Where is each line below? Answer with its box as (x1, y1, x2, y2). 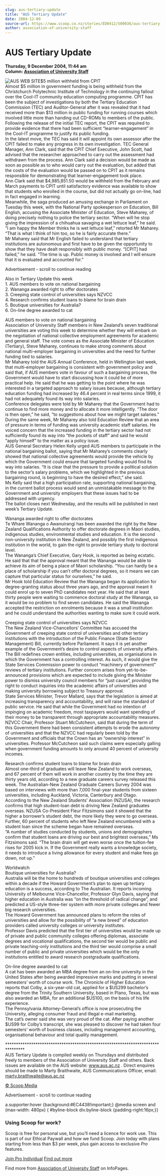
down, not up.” (5, 855, 35, 861)
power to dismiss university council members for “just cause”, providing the (5, 678, 159, 684)
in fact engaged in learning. (5, 194, 61, 200)
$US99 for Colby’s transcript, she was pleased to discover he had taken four (5, 1021, 161, 1027)
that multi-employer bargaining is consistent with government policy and (5, 364, 153, 370)
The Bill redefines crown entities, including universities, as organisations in (5, 651, 157, 657)
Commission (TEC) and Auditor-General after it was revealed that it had (5, 104, 150, 110)
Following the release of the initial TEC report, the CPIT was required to (5, 120, 150, 126)
